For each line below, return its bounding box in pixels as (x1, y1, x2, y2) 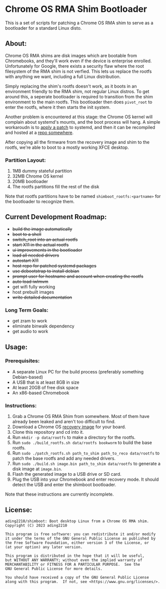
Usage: (5, 343, 28, 351)
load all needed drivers (12, 252, 59, 258)
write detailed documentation (12, 294, 73, 300)
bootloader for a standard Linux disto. (5, 25, 82, 31)
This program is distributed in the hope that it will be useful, (5, 553, 145, 558)
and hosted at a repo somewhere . (5, 130, 74, 136)
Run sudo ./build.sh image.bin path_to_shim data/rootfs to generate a (12, 461, 161, 467)
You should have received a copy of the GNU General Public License (5, 575, 149, 580)
